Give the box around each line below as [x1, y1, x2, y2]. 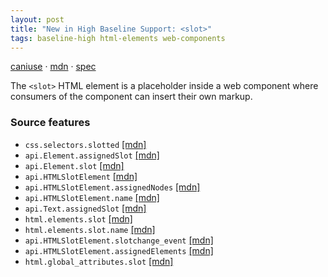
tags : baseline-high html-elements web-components [10, 33, 226, 43]
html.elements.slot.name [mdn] [24, 223, 156, 235]
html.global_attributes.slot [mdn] [24, 255, 174, 267]
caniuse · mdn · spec [10, 61, 97, 73]
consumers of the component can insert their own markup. [10, 91, 253, 103]
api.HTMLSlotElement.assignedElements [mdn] [24, 244, 214, 256]
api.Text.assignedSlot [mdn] [24, 202, 147, 214]
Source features [10, 116, 91, 130]
